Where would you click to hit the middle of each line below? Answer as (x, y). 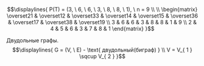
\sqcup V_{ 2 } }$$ (102, 56)
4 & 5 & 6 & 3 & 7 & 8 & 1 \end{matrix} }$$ (102, 28)
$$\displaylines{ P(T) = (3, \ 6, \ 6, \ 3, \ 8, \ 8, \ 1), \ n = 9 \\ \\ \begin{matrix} (102, 9)
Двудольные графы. (33, 40)
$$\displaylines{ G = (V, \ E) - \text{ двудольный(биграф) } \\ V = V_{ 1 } (102, 50)
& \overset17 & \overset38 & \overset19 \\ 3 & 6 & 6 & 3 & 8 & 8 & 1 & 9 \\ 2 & (102, 22)
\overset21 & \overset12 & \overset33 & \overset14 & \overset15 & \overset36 (102, 16)
